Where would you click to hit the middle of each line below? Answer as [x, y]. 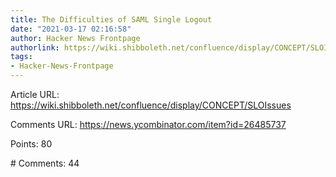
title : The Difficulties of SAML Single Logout [111, 19]
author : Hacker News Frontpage [75, 38]
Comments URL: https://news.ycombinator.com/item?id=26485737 [148, 124]
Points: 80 [31, 144]
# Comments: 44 [45, 163]
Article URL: [35, 94]
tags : [21, 57]
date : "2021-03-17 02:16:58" [71, 29]
